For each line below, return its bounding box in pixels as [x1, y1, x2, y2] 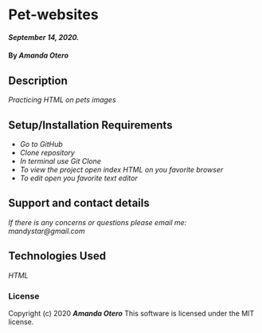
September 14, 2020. [8, 32, 80, 42]
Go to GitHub [19, 140, 64, 149]
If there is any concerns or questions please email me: [8, 217, 187, 227]
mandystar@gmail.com [8, 226, 85, 236]
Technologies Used [8, 249, 106, 263]
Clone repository [19, 148, 76, 157]
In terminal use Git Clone [19, 157, 102, 165]
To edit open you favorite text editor [19, 173, 138, 183]
